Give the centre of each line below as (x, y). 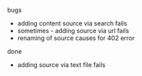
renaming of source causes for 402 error (76, 38)
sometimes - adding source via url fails (73, 31)
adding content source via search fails (72, 23)
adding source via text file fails (61, 65)
